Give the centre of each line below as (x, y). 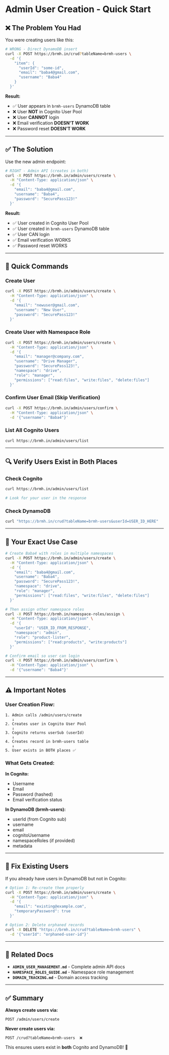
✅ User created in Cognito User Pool (51, 223)
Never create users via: (30, 1029)
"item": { (25, 63)
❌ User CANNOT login (36, 117)
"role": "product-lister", (43, 637)
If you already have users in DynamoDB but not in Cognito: (66, 878)
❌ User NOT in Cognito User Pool (47, 111)
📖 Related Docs (29, 955)
